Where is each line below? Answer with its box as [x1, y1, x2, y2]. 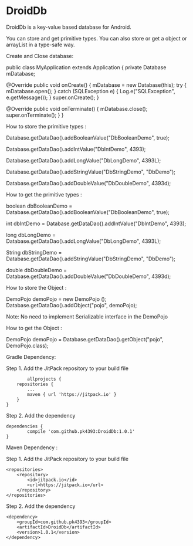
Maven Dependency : [6, 444, 58, 451]
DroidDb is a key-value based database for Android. [6, 23, 132, 30]
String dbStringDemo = [6, 249, 62, 256]
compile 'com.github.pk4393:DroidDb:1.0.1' [27, 428, 135, 435]
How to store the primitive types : [6, 123, 87, 130]
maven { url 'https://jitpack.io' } [27, 391, 117, 397]
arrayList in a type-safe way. [6, 41, 75, 48]
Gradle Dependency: [6, 353, 56, 360]
